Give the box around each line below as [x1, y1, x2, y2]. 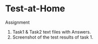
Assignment [5, 19, 30, 25]
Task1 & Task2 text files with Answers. [12, 29, 91, 35]
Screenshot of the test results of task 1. [12, 34, 93, 40]
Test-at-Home [5, 3, 65, 14]
